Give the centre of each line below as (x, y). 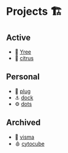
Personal (23, 77)
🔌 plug (22, 91)
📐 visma (24, 137)
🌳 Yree (23, 52)
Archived (23, 123)
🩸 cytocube (30, 143)
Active (18, 37)
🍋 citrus (24, 58)
